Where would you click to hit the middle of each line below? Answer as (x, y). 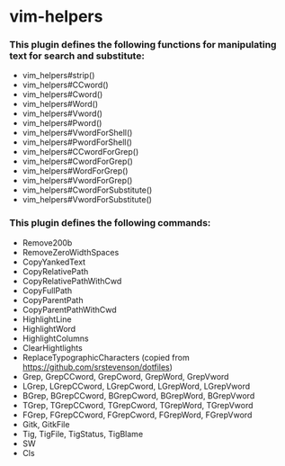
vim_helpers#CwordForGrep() (77, 161)
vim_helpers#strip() (58, 76)
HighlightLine (47, 319)
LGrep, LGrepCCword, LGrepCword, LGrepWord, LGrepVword (136, 386)
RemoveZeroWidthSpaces (71, 252)
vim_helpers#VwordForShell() (77, 133)
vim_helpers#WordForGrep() (75, 171)
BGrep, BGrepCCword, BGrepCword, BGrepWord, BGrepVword (138, 395)
